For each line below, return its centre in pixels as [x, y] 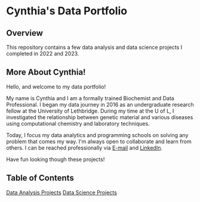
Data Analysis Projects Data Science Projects [62, 192]
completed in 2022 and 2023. [43, 54]
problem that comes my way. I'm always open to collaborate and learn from [99, 141]
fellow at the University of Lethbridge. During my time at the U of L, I [90, 111]
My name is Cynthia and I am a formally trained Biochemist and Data [90, 98]
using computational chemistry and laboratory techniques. [78, 123]
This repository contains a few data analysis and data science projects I [94, 47]
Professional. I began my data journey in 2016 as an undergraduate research [100, 104]
